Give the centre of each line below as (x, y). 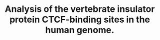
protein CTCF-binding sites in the (80, 20)
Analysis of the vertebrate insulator (80, 9)
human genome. (80, 30)
